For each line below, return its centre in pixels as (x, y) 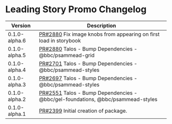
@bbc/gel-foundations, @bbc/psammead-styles (98, 99)
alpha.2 (17, 99)
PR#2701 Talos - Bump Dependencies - (88, 63)
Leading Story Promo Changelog (76, 9)
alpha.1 (17, 114)
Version (21, 26)
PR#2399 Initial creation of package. (83, 111)
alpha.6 (17, 40)
